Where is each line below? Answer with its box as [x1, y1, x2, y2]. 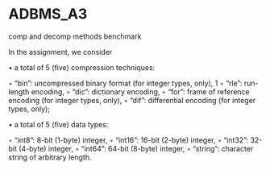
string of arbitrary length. [8, 152, 92, 162]
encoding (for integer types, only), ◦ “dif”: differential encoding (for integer [8, 95, 256, 105]
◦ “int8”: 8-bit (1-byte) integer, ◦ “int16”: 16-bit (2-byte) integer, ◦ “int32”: [8, 135, 248, 145]
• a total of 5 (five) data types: [8, 119, 109, 129]
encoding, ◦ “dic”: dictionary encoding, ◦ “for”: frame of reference [31, 86, 250, 97]
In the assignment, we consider [8, 47, 113, 56]
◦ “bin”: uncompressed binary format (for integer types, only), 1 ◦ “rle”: [8, 78, 243, 88]
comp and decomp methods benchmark [8, 31, 142, 41]
